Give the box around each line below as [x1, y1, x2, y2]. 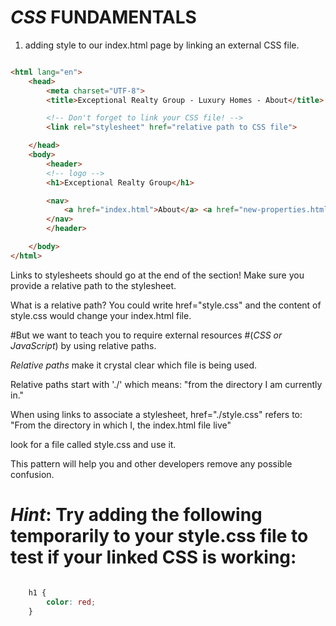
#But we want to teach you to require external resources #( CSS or [10, 329, 283, 341]
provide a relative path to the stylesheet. [10, 279, 177, 291]
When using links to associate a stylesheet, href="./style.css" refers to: [10, 408, 303, 420]
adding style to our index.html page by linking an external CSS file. [24, 39, 300, 51]
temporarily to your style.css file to [10, 525, 309, 547]
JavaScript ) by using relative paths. [10, 339, 157, 351]
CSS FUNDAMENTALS [10, 6, 197, 29]
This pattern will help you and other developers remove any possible [10, 457, 293, 470]
